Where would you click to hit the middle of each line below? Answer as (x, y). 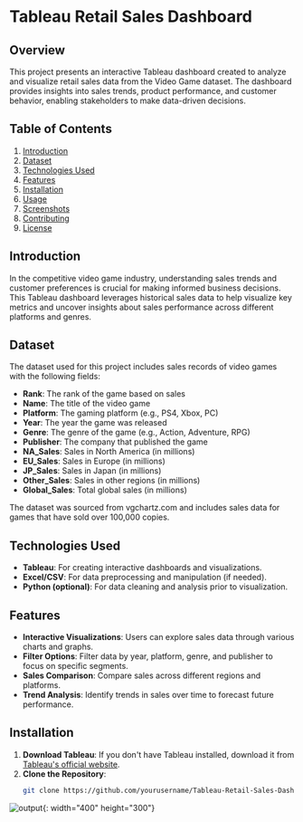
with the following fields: (55, 377)
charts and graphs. (57, 647)
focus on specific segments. (75, 666)
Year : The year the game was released (95, 423)
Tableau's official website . (71, 764)
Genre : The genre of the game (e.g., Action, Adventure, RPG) (136, 433)
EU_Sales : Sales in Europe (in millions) (94, 461)
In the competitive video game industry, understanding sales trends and (143, 278)
